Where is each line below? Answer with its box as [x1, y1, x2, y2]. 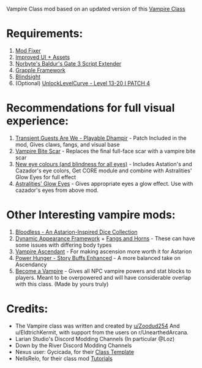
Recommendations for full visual [6, 101, 175, 115]
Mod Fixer [15, 47, 41, 54]
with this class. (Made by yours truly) [15, 280, 109, 288]
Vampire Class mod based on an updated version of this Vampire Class [6, 6, 185, 12]
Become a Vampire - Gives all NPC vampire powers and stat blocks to [15, 267, 192, 275]
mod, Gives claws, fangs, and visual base [15, 140, 120, 148]
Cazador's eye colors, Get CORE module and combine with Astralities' [15, 167, 192, 174]
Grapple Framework [15, 66, 65, 74]
